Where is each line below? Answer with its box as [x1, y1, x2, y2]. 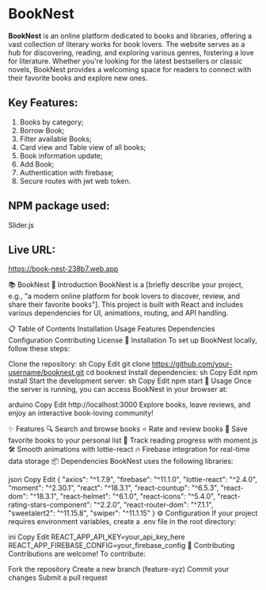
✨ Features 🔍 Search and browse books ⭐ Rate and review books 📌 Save [8, 424, 248, 434]
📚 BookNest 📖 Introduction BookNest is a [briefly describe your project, [8, 280, 244, 289]
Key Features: [8, 96, 78, 109]
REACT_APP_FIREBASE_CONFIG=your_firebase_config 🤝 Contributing [8, 541, 235, 550]
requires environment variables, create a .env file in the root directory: [8, 517, 237, 527]
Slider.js [8, 220, 34, 230]
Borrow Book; [19, 125, 65, 135]
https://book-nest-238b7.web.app [8, 264, 119, 274]
